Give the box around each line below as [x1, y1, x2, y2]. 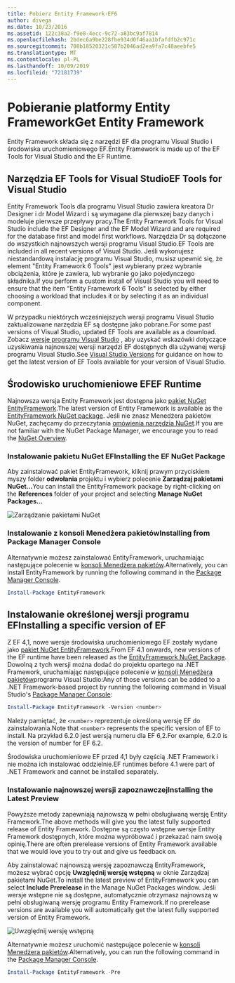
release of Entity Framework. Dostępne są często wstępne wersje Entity [7, 824, 215, 833]
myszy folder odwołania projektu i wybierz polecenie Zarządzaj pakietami [7, 475, 224, 483]
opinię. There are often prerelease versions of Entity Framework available [7, 840, 217, 848]
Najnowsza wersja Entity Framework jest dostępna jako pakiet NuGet [7, 397, 207, 405]
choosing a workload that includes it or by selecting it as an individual [7, 292, 208, 301]
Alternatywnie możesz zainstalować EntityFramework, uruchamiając [7, 553, 205, 562]
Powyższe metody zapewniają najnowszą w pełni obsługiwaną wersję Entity [7, 810, 227, 818]
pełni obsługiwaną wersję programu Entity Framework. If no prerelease [7, 898, 210, 906]
